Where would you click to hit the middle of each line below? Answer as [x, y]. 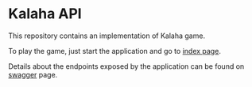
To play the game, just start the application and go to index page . [114, 51]
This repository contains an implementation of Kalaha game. [107, 36]
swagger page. [33, 74]
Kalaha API [45, 14]
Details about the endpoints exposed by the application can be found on [126, 66]
